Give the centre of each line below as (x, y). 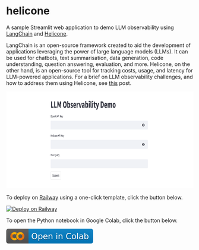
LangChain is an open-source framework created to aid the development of (99, 45)
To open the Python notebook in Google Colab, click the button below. (92, 220)
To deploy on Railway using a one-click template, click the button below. (94, 197)
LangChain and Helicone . (37, 33)
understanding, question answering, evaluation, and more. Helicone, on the (98, 64)
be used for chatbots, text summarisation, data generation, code (85, 58)
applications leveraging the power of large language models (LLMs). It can (97, 51)
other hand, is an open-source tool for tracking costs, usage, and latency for (99, 70)
